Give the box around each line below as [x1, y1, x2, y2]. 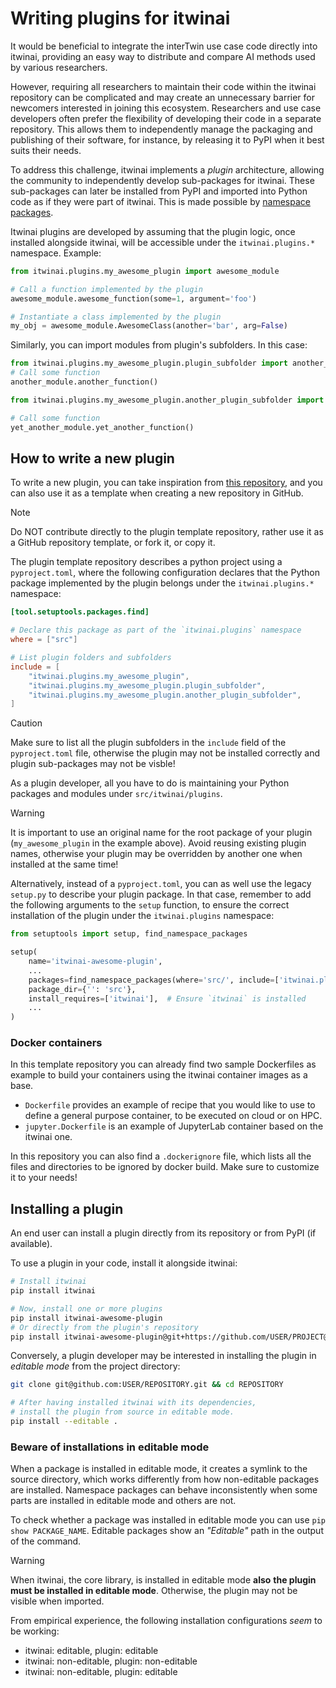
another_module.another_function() [10, 377, 159, 387]
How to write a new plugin [10, 450, 175, 467]
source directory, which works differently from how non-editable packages [10, 1473, 320, 1486]
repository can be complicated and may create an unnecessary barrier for [10, 91, 315, 103]
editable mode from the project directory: [10, 1360, 181, 1372]
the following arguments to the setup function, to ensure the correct [10, 899, 290, 911]
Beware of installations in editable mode [10, 1440, 210, 1454]
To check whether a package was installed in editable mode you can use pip [10, 1514, 327, 1526]
